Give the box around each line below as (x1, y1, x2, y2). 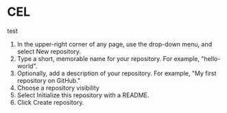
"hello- (201, 54, 221, 62)
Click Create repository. (16, 98, 84, 106)
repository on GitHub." (16, 76, 81, 84)
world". (16, 62, 38, 70)
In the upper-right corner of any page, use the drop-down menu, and (16, 40, 213, 48)
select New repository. (16, 47, 81, 55)
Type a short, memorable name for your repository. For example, (16, 54, 200, 62)
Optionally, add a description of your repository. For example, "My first (16, 69, 217, 77)
